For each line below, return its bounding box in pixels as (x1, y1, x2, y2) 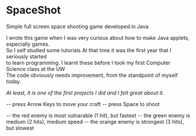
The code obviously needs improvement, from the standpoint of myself (6, 72, 178, 79)
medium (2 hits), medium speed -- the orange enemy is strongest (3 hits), (6, 118, 184, 125)
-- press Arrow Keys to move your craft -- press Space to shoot (6, 100, 160, 107)
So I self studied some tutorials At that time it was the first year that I (6, 46, 171, 53)
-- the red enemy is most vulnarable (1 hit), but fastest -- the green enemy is (6, 112, 191, 119)
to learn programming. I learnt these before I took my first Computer (6, 59, 171, 66)
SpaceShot (6, 4, 61, 17)
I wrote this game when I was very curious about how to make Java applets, (6, 34, 190, 41)
